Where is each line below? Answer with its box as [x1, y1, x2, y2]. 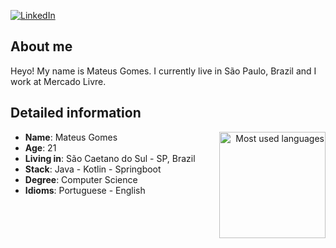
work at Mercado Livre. [10, 75, 107, 87]
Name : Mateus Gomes [24, 131, 118, 143]
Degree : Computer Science [24, 173, 138, 185]
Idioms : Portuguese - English [24, 184, 146, 196]
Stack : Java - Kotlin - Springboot [24, 163, 162, 175]
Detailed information [10, 105, 142, 122]
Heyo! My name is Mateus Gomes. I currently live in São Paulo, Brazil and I [10, 65, 317, 77]
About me [10, 38, 73, 55]
